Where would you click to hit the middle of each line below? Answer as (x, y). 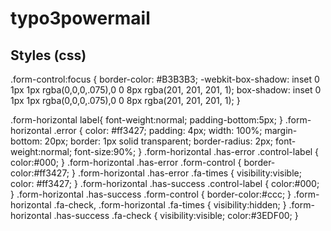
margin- (281, 130)
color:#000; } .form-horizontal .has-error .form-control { (126, 162)
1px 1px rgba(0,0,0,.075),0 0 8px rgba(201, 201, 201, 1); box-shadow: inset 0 (166, 90)
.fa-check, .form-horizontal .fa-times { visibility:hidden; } (170, 205)
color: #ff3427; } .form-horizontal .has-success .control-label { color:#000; (165, 183)
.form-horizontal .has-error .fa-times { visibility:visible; (189, 173)
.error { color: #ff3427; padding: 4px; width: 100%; (158, 130)
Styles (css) (48, 55)
